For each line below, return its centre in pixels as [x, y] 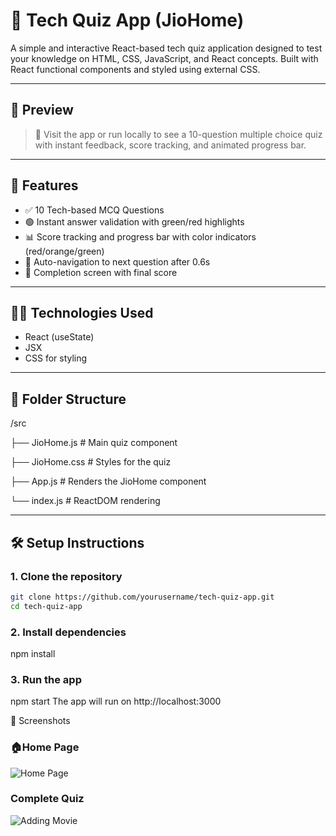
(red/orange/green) [64, 251]
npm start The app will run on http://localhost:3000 [116, 701]
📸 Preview [42, 110]
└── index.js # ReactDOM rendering [85, 501]
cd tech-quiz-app [46, 606]
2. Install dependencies [68, 632]
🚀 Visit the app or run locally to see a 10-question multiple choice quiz [178, 134]
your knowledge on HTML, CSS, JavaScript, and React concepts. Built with [164, 58]
